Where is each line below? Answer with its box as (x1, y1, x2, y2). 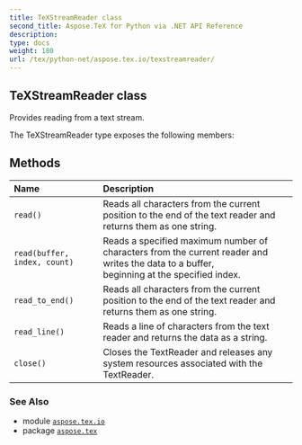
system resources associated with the (102, 357, 263, 369)
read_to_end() (13, 295, 75, 306)
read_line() (13, 326, 66, 337)
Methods (9, 156, 61, 171)
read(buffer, (13, 248, 70, 258)
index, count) (13, 257, 75, 267)
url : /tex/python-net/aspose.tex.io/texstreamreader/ (9, 55, 216, 64)
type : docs (9, 38, 50, 48)
